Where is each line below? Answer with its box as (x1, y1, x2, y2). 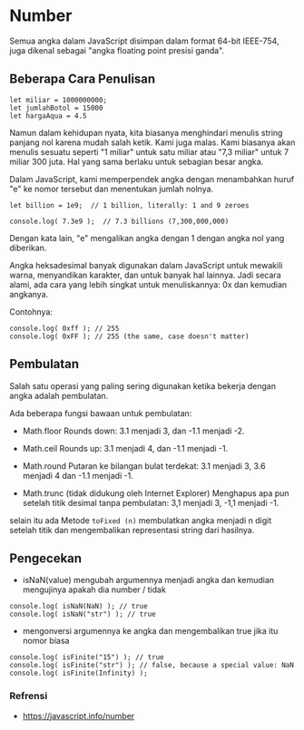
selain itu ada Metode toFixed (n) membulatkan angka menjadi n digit (9, 514, 272, 526)
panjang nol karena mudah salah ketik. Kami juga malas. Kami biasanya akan (9, 137, 296, 148)
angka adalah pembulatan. (9, 390, 109, 401)
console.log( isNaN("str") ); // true (9, 609, 156, 619)
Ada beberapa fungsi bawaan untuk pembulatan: (9, 407, 192, 418)
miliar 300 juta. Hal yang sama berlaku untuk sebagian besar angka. (9, 156, 264, 167)
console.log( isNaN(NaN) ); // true (9, 602, 148, 611)
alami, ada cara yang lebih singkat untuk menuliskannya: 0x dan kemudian (9, 278, 288, 290)
